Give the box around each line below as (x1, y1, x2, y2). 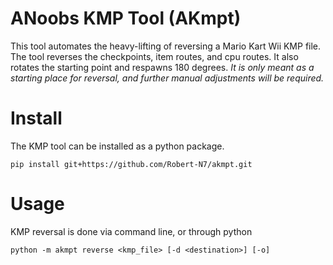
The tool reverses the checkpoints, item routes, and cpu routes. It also (10, 50, 299, 62)
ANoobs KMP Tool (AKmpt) (10, 7, 242, 30)
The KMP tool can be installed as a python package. (10, 140, 225, 152)
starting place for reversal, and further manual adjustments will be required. (10, 72, 325, 84)
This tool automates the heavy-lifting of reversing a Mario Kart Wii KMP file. (10, 40, 322, 52)
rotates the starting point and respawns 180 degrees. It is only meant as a (10, 61, 315, 73)
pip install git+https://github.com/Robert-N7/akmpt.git (10, 159, 253, 169)
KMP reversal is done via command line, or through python (10, 225, 253, 237)
